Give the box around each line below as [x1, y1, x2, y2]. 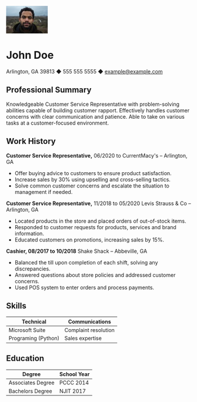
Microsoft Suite [8, 327, 46, 334]
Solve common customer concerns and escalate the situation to [14, 182, 169, 189]
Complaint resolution [64, 327, 115, 334]
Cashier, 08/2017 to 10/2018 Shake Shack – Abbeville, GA [6, 247, 148, 254]
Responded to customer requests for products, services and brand [14, 223, 176, 230]
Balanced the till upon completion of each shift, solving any [14, 259, 158, 266]
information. [14, 230, 44, 237]
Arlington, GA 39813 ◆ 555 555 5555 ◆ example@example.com [6, 68, 163, 75]
